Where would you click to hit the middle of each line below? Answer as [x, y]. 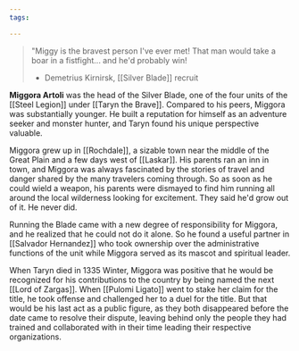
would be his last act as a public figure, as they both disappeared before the [149, 308]
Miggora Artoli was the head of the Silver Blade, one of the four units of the [149, 95]
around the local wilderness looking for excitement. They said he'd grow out [149, 197]
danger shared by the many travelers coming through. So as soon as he [141, 179]
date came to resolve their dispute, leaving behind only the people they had [148, 317]
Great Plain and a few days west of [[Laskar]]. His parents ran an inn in [139, 159]
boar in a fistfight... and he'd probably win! [109, 60]
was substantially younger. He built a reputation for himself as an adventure [148, 113]
